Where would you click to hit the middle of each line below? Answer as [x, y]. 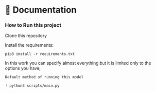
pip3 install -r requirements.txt [40, 54]
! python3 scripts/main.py [32, 86]
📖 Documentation [41, 10]
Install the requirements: [29, 45]
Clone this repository [26, 36]
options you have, [23, 68]
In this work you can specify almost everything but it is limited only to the [78, 63]
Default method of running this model [44, 77]
